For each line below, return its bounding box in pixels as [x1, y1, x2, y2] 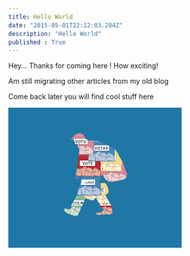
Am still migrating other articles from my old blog [8, 77, 169, 86]
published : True [8, 38, 66, 46]
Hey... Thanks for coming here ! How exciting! [8, 61, 159, 71]
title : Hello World [8, 13, 73, 21]
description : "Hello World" [8, 30, 102, 37]
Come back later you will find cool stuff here [8, 92, 154, 101]
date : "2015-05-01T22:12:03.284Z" [8, 21, 124, 30]
